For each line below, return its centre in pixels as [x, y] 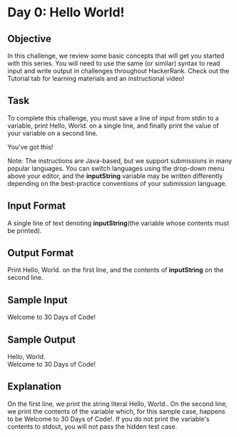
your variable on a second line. [53, 133]
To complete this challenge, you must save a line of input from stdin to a [113, 118]
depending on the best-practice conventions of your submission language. [117, 183]
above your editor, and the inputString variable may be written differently [115, 176]
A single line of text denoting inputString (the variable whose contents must [118, 223]
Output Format [41, 253]
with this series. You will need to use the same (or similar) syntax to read [114, 63]
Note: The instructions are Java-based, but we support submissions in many [120, 160]
